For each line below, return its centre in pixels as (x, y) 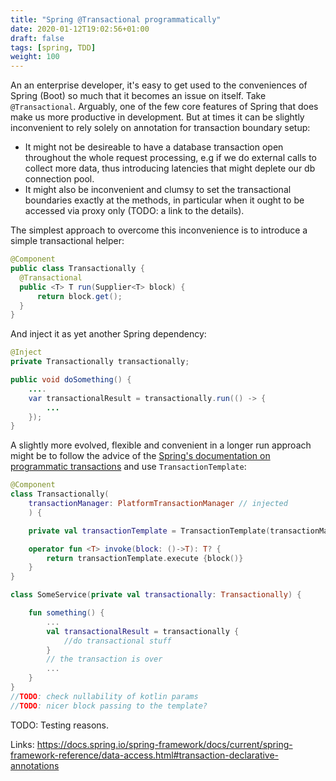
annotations (35, 765)
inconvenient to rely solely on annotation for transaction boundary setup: (160, 128)
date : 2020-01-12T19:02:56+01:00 (80, 29)
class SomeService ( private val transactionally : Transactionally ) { (156, 595)
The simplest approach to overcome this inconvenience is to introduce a (159, 230)
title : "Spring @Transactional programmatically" (116, 19)
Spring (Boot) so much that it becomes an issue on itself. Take (138, 96)
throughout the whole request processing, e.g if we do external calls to (170, 158)
